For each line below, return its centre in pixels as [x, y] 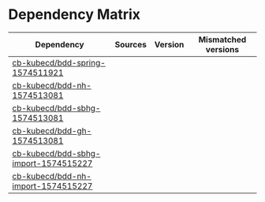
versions [222, 49]
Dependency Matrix [74, 15]
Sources [131, 44]
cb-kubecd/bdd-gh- [52, 130]
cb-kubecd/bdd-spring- [59, 62]
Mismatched [222, 39]
